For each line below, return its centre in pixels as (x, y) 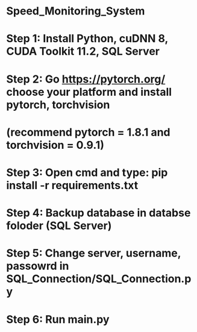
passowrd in (38, 266)
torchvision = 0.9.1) (55, 145)
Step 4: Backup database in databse (98, 213)
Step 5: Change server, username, (94, 253)
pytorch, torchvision (58, 105)
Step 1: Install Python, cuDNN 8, (87, 39)
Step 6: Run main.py (58, 319)
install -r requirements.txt (72, 185)
